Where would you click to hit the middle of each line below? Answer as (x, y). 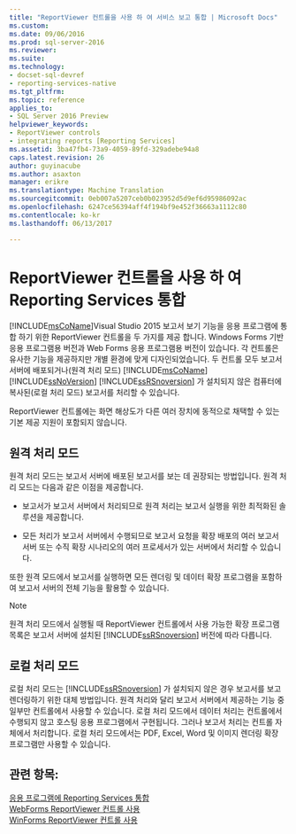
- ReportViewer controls (55, 133)
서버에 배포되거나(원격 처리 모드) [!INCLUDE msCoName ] (109, 370)
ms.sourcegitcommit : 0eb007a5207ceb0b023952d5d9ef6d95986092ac (128, 199)
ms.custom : (29, 26)
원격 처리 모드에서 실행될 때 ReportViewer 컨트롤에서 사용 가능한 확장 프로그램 (144, 624)
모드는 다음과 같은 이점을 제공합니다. (81, 487)
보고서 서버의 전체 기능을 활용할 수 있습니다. (94, 588)
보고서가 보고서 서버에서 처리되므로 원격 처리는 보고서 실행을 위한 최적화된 (149, 506)
